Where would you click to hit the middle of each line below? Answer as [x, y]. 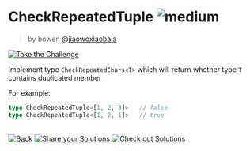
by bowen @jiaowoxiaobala [72, 39]
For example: [30, 93]
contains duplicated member [55, 77]
